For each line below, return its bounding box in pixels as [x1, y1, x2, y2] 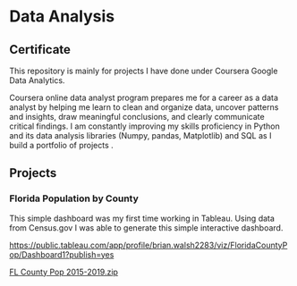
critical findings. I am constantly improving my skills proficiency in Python [9, 121, 280, 131]
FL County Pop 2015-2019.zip [9, 266, 119, 277]
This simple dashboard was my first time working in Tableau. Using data [9, 213, 276, 223]
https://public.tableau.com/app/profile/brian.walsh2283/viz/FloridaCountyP [9, 240, 288, 250]
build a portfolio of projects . [9, 140, 114, 150]
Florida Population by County [9, 192, 139, 205]
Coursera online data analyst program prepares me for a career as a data [9, 92, 279, 103]
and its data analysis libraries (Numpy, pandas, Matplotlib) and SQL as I [9, 130, 272, 140]
